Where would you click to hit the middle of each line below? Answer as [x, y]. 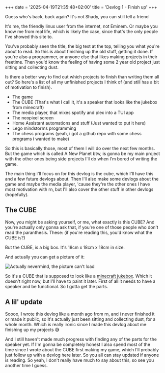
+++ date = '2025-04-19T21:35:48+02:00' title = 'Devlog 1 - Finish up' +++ [81, 7]
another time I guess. [27, 365]
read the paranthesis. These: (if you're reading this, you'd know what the [79, 232]
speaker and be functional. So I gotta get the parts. [56, 286]
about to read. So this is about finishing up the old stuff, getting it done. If [79, 52]
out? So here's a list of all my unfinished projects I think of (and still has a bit [82, 82]
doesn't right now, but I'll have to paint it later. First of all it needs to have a [80, 281]
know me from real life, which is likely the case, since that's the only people [82, 31]
